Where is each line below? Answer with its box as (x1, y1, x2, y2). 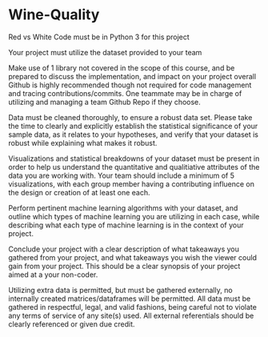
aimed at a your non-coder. (8, 270, 98, 279)
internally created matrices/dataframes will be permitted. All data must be (8, 294, 251, 303)
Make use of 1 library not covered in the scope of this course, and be (8, 62, 235, 73)
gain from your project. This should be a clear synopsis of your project (8, 261, 241, 271)
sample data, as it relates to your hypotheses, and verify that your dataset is (8, 130, 258, 139)
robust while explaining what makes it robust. (8, 138, 158, 147)
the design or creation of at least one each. (8, 187, 150, 197)
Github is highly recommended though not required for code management (8, 80, 252, 90)
